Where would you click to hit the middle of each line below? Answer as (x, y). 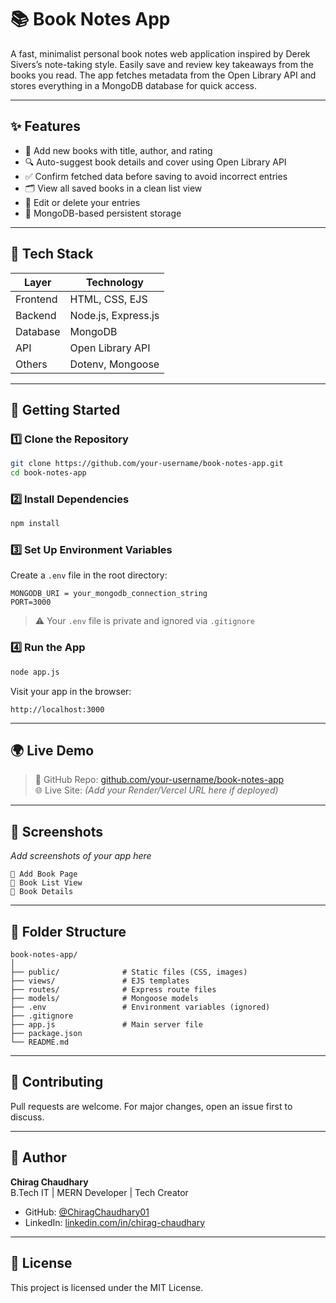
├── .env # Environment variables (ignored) (140, 1007)
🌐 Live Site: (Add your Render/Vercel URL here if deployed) (156, 790)
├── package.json (46, 1034)
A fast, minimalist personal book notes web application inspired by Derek (160, 53)
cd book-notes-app (48, 473)
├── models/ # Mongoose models (104, 999)
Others (31, 364)
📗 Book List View (46, 883)
